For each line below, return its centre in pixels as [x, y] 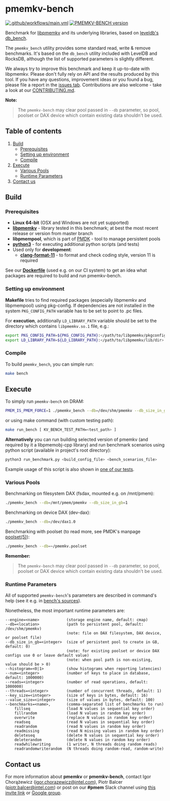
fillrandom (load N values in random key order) [80, 713]
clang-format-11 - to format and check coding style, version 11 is [88, 255]
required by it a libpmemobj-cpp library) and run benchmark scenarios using [85, 445]
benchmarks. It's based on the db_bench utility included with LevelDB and [81, 53]
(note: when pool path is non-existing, [110, 660]
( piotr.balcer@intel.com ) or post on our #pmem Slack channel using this [80, 787]
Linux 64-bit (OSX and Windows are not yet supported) [71, 223]
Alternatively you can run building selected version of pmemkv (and [77, 439]
